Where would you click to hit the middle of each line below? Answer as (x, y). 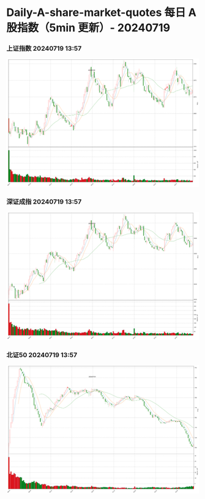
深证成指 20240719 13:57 (44, 201)
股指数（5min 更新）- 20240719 (88, 28)
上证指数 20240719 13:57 (44, 48)
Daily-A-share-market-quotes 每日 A (102, 13)
